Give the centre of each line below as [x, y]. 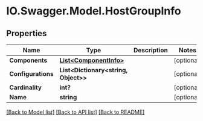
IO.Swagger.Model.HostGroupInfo [94, 11]
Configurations [32, 74]
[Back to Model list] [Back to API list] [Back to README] [76, 112]
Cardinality [26, 87]
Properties [27, 33]
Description [151, 50]
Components [28, 60]
